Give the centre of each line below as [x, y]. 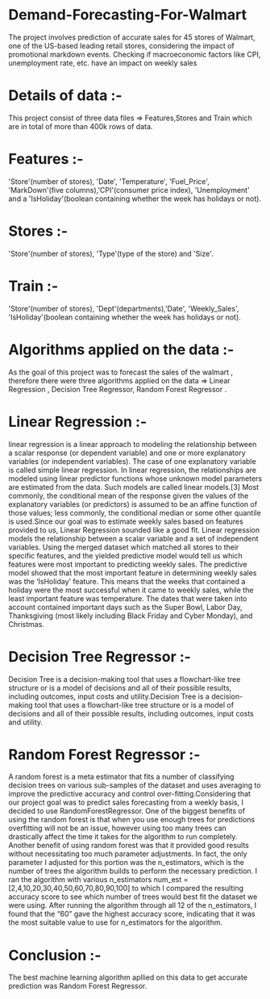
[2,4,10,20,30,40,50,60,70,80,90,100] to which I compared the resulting [126, 888]
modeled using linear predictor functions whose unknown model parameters [135, 479]
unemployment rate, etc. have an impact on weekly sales [103, 63]
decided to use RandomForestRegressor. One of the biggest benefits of [127, 811]
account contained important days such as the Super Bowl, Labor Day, [126, 607]
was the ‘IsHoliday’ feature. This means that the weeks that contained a [127, 581]
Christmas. [26, 624]
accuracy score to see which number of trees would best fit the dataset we [133, 897]
